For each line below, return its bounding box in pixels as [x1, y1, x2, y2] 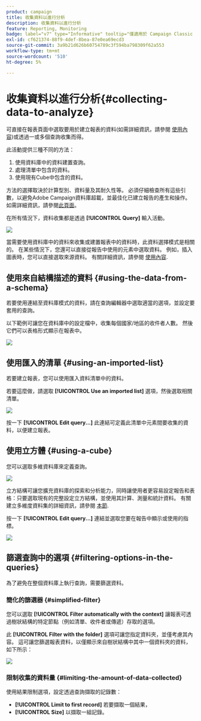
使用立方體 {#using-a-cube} [6, 446, 112, 456]
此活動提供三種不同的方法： [6, 146, 75, 153]
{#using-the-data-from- [94, 273, 187, 283]
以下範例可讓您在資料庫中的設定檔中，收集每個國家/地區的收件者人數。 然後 [6, 320, 193, 327]
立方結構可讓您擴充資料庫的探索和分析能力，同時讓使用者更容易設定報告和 [6, 487, 190, 494]
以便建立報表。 [16, 427, 54, 434]
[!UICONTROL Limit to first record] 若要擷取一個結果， [14, 701, 151, 708]
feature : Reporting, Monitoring [6, 25, 87, 32]
